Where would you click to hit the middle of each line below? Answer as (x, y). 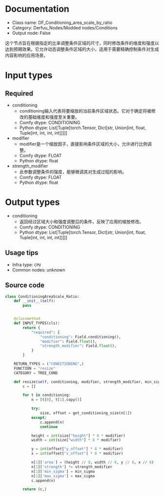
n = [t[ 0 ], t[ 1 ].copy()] (56, 400)
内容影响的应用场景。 (26, 55)
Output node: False (31, 33)
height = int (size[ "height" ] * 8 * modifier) (78, 436)
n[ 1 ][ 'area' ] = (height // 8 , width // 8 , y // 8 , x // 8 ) (92, 462)
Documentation (37, 9)
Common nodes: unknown (39, 270)
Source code (25, 285)
